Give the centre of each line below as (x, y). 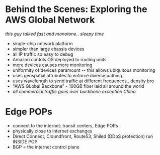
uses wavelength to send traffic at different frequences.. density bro (83, 81)
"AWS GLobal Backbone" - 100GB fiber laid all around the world (78, 86)
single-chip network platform (43, 43)
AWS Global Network (50, 20)
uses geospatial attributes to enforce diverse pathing (67, 75)
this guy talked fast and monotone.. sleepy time (55, 34)
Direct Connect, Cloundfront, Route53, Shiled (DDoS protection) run (83, 136)
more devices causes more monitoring (52, 65)
